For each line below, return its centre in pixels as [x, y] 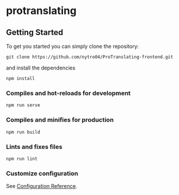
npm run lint [22, 159]
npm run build [23, 132]
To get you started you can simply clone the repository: [72, 46]
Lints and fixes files [34, 147]
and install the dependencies [41, 68]
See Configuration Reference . [42, 186]
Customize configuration [42, 173]
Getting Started [35, 32]
